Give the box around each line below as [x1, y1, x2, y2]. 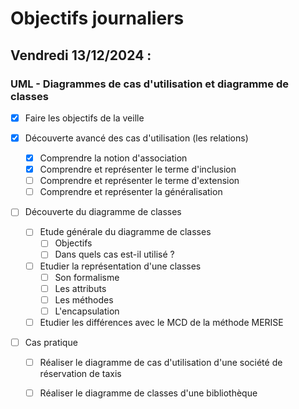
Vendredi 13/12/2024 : [10, 47, 152, 64]
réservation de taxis [39, 368, 122, 379]
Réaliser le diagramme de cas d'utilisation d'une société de [39, 356, 283, 368]
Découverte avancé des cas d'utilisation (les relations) [24, 132, 249, 144]
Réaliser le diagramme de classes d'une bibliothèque [39, 387, 258, 399]
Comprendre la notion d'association [39, 152, 188, 164]
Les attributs [54, 282, 107, 294]
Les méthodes [54, 293, 114, 306]
